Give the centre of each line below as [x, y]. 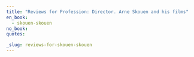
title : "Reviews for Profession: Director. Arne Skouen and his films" [97, 12]
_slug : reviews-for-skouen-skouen [49, 45]
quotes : [16, 34]
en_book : [17, 17]
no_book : [17, 28]
